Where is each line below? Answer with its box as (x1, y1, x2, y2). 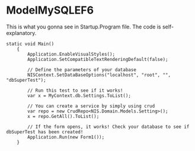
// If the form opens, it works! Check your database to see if (27, 124, 190, 130)
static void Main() (6, 41, 55, 47)
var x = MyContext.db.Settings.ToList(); (27, 92, 132, 98)
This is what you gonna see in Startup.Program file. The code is (6, 23, 161, 30)
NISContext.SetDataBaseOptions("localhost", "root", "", (27, 72, 171, 78)
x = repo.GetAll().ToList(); (27, 113, 100, 119)
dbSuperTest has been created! (6, 128, 84, 135)
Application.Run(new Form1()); (27, 134, 105, 140)
